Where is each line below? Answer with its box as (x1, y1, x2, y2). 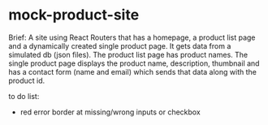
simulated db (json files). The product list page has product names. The (8, 50, 249, 59)
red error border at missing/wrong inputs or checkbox (19, 107, 201, 117)
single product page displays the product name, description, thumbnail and (8, 58, 260, 68)
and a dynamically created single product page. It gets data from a (8, 41, 231, 50)
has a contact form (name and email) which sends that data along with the (8, 67, 257, 76)
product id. (8, 75, 45, 85)
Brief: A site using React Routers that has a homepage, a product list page (8, 32, 256, 42)
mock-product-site (8, 6, 140, 24)
